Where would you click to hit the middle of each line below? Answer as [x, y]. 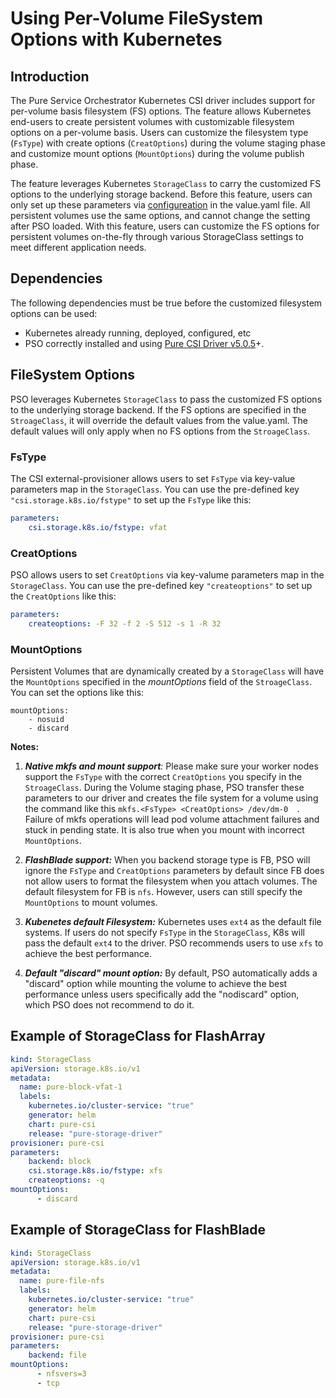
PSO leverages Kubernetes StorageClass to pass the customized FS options [166, 399]
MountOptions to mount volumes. [91, 903]
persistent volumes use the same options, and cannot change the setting [160, 215]
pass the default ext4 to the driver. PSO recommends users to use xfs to [174, 943]
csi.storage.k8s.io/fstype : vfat [98, 527]
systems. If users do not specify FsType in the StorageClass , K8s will [164, 933]
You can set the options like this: [77, 693]
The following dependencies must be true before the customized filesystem [166, 303]
